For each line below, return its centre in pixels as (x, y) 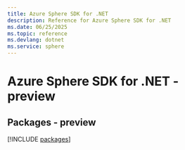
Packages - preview (52, 122)
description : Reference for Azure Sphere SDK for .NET (89, 20)
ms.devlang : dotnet (36, 40)
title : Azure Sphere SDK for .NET (58, 14)
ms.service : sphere (36, 46)
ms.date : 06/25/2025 (38, 27)
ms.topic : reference (38, 33)
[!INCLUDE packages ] (39, 139)
